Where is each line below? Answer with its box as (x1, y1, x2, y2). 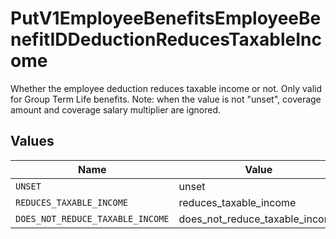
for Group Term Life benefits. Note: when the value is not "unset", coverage (10, 93, 322, 105)
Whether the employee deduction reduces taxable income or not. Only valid (10, 82, 323, 94)
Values (10, 133, 55, 150)
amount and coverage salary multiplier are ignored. (10, 103, 221, 116)
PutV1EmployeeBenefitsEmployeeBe (10, 7, 322, 30)
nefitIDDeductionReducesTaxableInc (10, 28, 322, 51)
